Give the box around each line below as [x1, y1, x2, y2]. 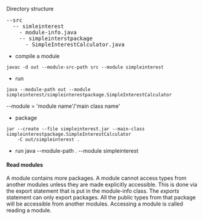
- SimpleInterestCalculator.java [25, 41, 125, 48]
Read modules [6, 161, 44, 168]
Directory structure [6, 5, 54, 12]
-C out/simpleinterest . [17, 136, 80, 142]
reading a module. [6, 207, 52, 214]
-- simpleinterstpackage [19, 35, 93, 42]
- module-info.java [19, 29, 77, 36]
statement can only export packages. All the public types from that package [6, 194, 196, 201]
